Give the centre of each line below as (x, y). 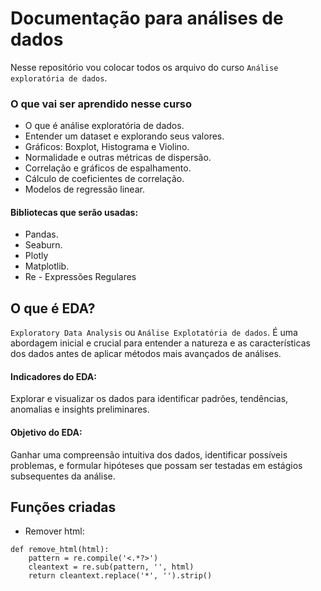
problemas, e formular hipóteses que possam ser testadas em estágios (156, 465)
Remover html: (54, 531)
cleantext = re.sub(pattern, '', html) (111, 567)
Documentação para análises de (147, 18)
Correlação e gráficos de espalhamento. (108, 168)
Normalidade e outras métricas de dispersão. (118, 158)
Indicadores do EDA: (53, 376)
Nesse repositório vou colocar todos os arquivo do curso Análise (144, 67)
